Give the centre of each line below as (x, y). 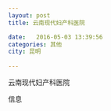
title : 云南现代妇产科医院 (47, 23)
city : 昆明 (25, 52)
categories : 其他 (35, 44)
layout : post (29, 15)
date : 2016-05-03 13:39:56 (55, 37)
